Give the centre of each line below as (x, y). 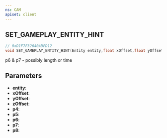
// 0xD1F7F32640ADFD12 (29, 46)
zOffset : (21, 104)
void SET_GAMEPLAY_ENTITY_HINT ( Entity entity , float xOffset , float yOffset (84, 51)
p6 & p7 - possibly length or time (39, 60)
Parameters (24, 76)
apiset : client (21, 14)
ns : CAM (13, 10)
